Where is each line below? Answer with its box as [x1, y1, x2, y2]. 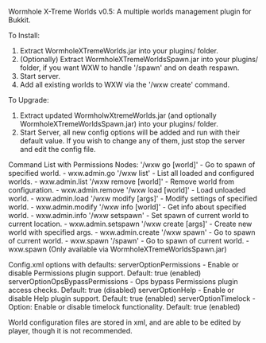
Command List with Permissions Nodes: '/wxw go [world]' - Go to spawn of [8, 160, 256, 170]
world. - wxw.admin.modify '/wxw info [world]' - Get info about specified [8, 202, 247, 212]
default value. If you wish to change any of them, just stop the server [19, 136, 245, 146]
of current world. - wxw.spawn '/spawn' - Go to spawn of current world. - [8, 236, 250, 245]
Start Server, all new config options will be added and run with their [19, 127, 241, 137]
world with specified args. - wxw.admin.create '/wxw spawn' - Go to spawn [8, 228, 256, 237]
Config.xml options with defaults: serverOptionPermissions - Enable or [8, 260, 240, 269]
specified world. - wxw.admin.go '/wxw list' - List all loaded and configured [8, 169, 255, 177]
